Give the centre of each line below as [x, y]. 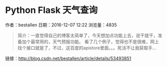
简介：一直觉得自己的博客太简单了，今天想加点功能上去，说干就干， [87, 35]
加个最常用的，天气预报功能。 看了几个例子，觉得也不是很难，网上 [90, 41]
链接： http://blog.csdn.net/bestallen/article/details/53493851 [68, 58]
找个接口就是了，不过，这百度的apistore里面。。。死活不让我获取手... [87, 48]
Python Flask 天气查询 [51, 10]
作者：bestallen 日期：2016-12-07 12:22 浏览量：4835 [61, 25]
